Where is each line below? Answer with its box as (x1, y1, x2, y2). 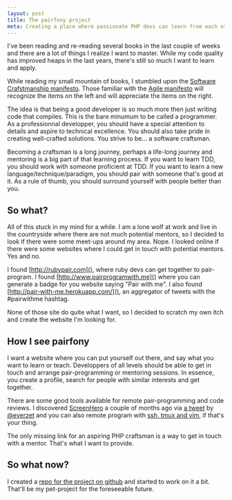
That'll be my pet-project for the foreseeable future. (7, 484, 154, 493)
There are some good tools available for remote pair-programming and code (7, 397, 224, 404)
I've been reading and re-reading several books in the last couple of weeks (7, 42, 221, 50)
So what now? (7, 459, 69, 471)
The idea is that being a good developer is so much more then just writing (7, 105, 217, 114)
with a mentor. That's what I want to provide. (7, 439, 135, 447)
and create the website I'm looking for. (7, 315, 117, 324)
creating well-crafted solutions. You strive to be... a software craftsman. (7, 134, 211, 143)
